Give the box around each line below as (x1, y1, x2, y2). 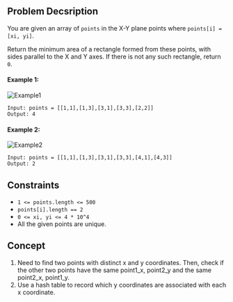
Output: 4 (7, 111, 36, 118)
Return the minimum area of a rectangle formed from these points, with (7, 45, 211, 53)
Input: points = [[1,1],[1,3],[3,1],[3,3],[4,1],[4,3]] (7, 154, 172, 161)
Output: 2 (7, 160, 36, 168)
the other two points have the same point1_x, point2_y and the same (17, 266, 212, 274)
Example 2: (7, 125, 40, 134)
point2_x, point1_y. (17, 273, 70, 281)
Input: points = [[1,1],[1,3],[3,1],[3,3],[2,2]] (7, 104, 154, 112)
